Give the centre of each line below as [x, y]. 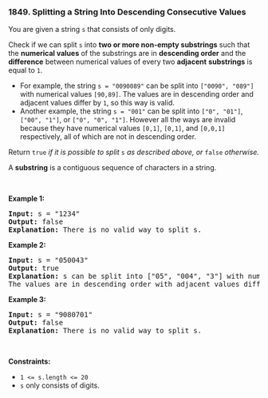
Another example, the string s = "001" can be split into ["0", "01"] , [131, 111]
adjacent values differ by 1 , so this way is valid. [97, 103]
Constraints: [30, 361]
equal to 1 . [26, 70]
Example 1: [27, 199]
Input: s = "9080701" [51, 315]
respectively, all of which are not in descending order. [108, 137]
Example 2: [27, 245]
